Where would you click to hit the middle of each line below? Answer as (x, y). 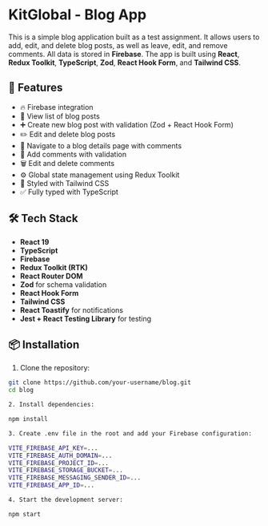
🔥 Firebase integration (56, 107)
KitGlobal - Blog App (77, 15)
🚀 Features (36, 88)
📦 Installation (44, 344)
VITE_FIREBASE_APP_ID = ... (51, 486)
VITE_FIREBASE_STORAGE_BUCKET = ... (66, 471)
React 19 (34, 241)
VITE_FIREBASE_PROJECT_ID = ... (59, 463)
